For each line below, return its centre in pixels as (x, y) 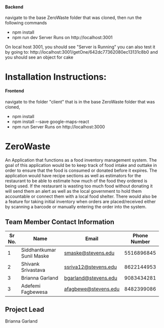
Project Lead (25, 309)
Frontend (15, 91)
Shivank (31, 264)
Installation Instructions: (56, 77)
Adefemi (31, 286)
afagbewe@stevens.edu (92, 289)
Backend (14, 7)
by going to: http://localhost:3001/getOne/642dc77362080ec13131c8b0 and (82, 52)
